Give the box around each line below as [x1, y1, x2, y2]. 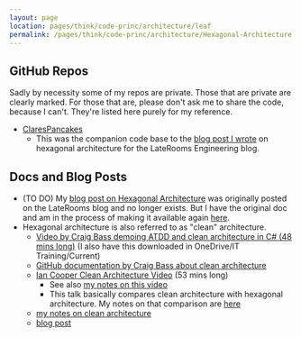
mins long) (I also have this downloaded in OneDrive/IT [35, 241, 241, 251]
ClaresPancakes [22, 123, 83, 135]
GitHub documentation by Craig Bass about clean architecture [35, 260, 267, 270]
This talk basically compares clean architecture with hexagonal [49, 289, 284, 299]
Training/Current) [35, 250, 101, 261]
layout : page [9, 13, 59, 23]
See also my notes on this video [49, 279, 169, 289]
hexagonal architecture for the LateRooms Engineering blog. [35, 143, 260, 154]
